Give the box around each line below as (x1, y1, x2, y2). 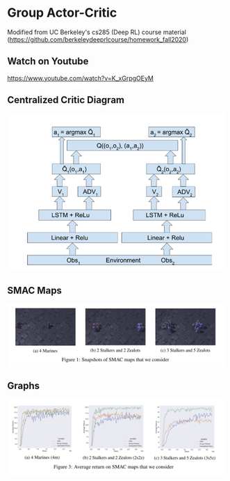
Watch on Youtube (7, 56, 89, 68)
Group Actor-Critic (7, 5, 117, 21)
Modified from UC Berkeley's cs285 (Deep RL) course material (7, 28, 186, 36)
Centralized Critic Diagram (7, 94, 125, 106)
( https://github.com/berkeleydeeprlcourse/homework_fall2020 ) (7, 35, 189, 43)
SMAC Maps (7, 284, 63, 297)
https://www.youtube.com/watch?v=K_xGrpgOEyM (7, 74, 154, 82)
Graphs (7, 380, 40, 392)
